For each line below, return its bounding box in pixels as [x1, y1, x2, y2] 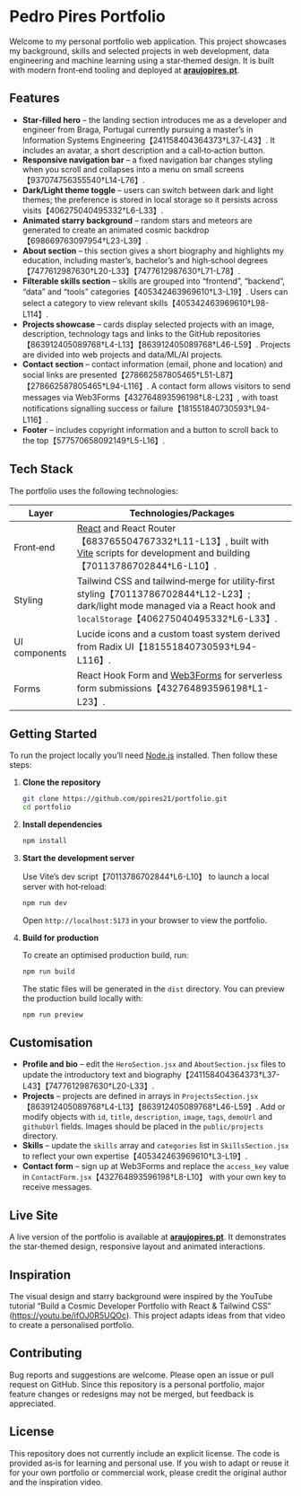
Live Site [9, 1208, 58, 1223]
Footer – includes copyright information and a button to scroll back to [21, 424, 279, 435]
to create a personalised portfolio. [9, 1320, 134, 1331]
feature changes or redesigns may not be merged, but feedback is [9, 1388, 254, 1399]
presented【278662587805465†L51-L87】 [79, 369, 238, 380]
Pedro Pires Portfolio [9, 6, 166, 27]
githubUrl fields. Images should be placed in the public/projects [21, 1121, 264, 1132]
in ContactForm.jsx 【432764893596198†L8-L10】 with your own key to [21, 1172, 287, 1183]
